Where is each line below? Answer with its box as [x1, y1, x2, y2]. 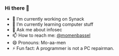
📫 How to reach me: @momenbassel [12, 32, 91, 38]
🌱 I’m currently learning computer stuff [12, 21, 94, 27]
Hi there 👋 [5, 5, 30, 12]
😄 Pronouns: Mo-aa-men [12, 40, 66, 46]
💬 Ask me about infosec [12, 27, 62, 33]
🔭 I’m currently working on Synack [12, 16, 84, 22]
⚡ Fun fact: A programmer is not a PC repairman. [12, 45, 114, 51]
